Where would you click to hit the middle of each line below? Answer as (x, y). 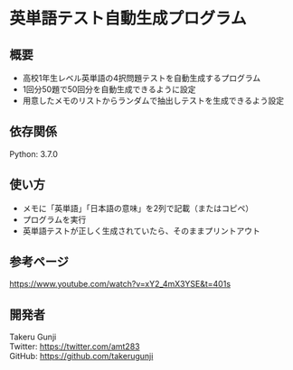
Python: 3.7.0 (34, 153)
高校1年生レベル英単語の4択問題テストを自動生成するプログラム (142, 78)
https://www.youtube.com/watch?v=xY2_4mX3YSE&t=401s (120, 284)
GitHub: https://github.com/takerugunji (81, 356)
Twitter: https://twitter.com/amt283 (75, 347)
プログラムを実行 (54, 219)
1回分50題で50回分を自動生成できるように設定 (109, 89)
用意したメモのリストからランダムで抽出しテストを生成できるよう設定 (153, 101)
